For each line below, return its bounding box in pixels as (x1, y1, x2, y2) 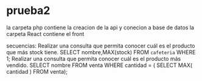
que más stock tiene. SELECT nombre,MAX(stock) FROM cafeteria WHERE (6, 48, 196, 55)
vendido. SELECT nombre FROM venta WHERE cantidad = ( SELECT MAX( (6, 62, 193, 69)
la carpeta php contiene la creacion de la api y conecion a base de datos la (6, 24, 195, 31)
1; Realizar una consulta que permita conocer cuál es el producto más (6, 55, 181, 62)
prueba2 (6, 4, 50, 18)
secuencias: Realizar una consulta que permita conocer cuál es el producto (6, 42, 195, 49)
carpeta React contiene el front (6, 30, 85, 37)
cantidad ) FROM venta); (6, 68, 68, 75)
